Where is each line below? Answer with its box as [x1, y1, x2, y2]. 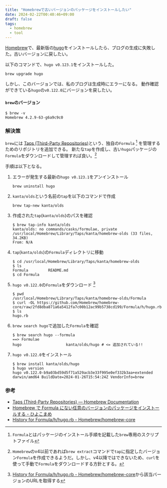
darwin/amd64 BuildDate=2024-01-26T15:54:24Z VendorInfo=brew [12, 374, 144, 380]
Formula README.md [12, 267, 69, 273]
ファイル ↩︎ [16, 438, 40, 444]
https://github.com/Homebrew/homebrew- [37, 300, 120, 305]
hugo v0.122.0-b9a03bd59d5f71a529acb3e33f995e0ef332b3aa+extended [12, 370, 153, 375]
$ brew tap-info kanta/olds [12, 222, 71, 227]
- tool [9, 30, 23, 35]
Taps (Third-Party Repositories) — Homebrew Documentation [12, 399, 139, 405]
